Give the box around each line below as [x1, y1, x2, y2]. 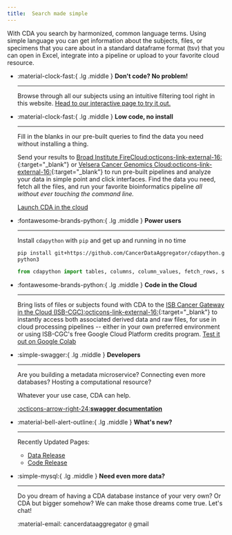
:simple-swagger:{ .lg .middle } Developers [17, 351, 141, 359]
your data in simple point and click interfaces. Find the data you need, [17, 175, 216, 183]
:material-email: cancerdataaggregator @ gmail [17, 520, 149, 528]
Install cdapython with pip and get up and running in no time [17, 236, 186, 244]
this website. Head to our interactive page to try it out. [17, 99, 171, 107]
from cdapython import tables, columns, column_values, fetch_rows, [17, 269, 219, 275]
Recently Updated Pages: [17, 438, 90, 446]
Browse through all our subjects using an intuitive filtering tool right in [17, 91, 215, 100]
